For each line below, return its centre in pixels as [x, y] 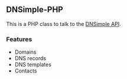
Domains [25, 52]
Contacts [26, 71]
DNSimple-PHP [35, 10]
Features [19, 39]
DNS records [30, 58]
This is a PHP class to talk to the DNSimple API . [63, 24]
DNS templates [33, 65]
